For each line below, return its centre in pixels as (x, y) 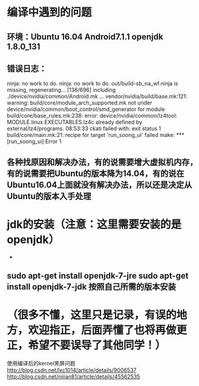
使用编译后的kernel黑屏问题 (41, 364)
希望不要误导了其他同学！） (97, 345)
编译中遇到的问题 (50, 12)
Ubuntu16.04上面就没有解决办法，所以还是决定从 (99, 185)
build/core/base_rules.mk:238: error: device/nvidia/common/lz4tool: (92, 116)
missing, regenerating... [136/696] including (61, 90)
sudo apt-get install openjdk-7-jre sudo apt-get (98, 276)
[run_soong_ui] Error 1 (34, 141)
